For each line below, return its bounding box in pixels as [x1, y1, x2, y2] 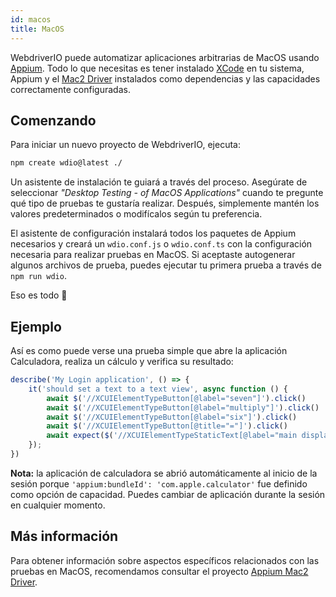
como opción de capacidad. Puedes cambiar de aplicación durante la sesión [10, 488, 326, 500]
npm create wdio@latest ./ [10, 158, 123, 168]
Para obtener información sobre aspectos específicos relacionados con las [10, 554, 320, 566]
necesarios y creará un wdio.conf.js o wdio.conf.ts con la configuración [10, 238, 313, 250]
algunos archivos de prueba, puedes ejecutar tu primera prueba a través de [10, 259, 322, 271]
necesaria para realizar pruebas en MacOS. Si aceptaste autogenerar [10, 249, 296, 261]
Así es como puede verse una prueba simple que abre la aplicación [10, 345, 288, 356]
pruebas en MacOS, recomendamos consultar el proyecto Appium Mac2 [10, 565, 309, 577]
